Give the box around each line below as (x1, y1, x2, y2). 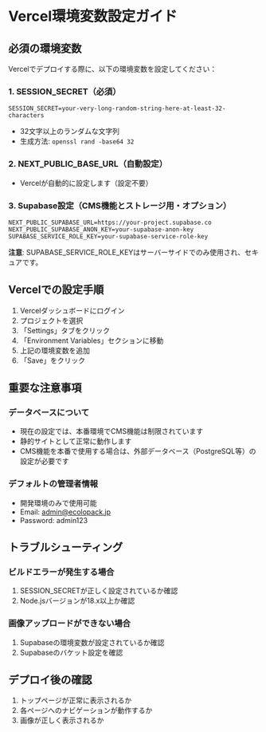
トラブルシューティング (8, 541, 123, 554)
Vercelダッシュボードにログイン (19, 305, 125, 315)
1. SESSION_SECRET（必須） (8, 85, 121, 96)
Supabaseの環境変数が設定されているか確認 (19, 637, 165, 647)
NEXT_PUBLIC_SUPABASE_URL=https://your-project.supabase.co (8, 218, 213, 226)
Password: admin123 (19, 515, 88, 525)
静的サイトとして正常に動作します (19, 436, 132, 447)
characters (8, 112, 45, 120)
